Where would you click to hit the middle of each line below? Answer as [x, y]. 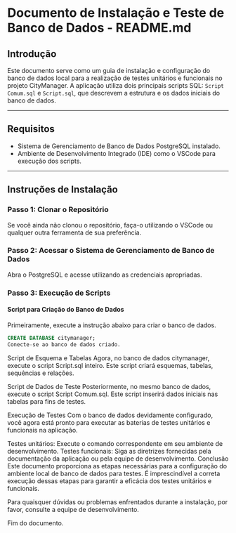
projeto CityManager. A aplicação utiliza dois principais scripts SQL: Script [116, 85]
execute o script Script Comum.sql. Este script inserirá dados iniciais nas [113, 394]
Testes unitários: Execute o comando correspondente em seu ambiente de [115, 443]
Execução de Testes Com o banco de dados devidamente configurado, [110, 415]
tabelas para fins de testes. [47, 401]
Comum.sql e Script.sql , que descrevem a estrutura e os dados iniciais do [113, 93]
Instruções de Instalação [63, 190]
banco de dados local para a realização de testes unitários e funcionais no [115, 78]
